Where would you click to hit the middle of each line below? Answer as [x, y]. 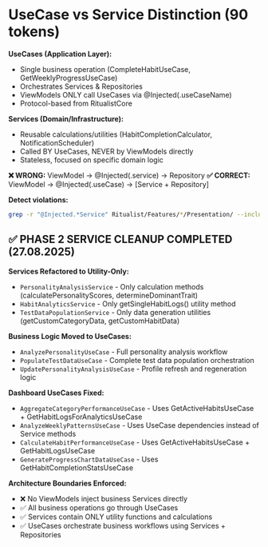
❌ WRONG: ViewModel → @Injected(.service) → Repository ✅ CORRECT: [130, 175]
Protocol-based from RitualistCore [76, 103]
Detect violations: [38, 200]
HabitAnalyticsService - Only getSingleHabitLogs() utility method [128, 303]
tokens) [34, 32]
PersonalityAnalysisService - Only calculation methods [112, 286]
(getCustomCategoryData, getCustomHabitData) [100, 321]
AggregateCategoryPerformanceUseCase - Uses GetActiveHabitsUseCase [137, 408]
